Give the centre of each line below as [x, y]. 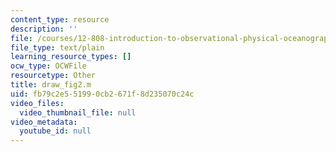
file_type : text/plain [57, 47]
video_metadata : [44, 122]
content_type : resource [60, 19]
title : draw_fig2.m [51, 85]
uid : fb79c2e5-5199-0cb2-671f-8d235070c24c [102, 94]
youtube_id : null [55, 131]
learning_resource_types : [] [71, 57]
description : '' [44, 29]
